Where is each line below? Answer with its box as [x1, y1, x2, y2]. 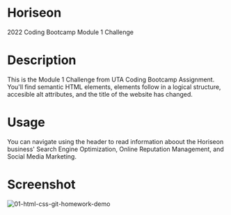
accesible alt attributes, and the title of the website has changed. [7, 90, 193, 98]
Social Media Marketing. [7, 152, 77, 161]
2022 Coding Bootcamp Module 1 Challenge [7, 28, 134, 36]
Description [7, 52, 77, 68]
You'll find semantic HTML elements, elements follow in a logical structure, [7, 82, 221, 91]
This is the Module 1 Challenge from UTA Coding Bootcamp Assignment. [7, 75, 215, 83]
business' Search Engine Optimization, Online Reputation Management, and [7, 145, 224, 153]
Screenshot [7, 177, 76, 192]
